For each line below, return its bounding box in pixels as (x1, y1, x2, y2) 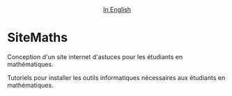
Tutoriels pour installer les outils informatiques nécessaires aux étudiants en (7, 73, 226, 81)
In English (103, 6, 131, 13)
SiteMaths (7, 30, 68, 46)
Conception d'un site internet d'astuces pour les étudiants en (7, 52, 183, 61)
